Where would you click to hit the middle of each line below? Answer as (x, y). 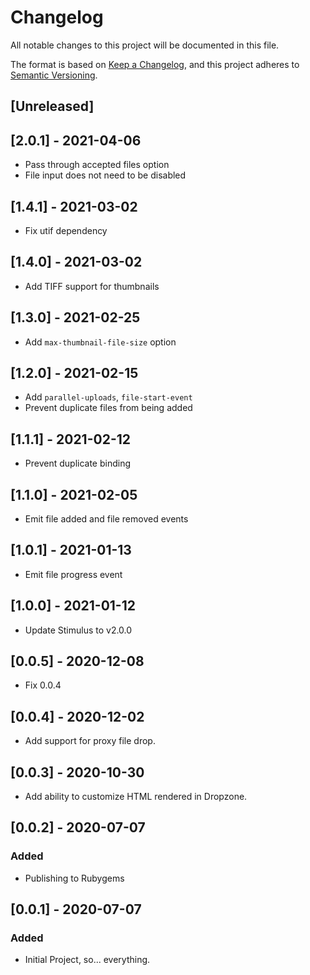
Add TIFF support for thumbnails (92, 286)
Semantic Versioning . (54, 75)
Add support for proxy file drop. (90, 741)
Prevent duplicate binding (78, 463)
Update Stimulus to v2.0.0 (78, 630)
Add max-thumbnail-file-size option (100, 342)
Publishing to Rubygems (74, 878)
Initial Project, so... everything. (87, 960)
